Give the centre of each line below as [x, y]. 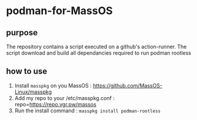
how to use [27, 71]
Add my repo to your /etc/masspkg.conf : [64, 98]
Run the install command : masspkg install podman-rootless [87, 111]
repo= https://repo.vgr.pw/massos [56, 104]
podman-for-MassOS [59, 11]
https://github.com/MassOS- [128, 85]
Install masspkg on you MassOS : [53, 85]
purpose [22, 33]
